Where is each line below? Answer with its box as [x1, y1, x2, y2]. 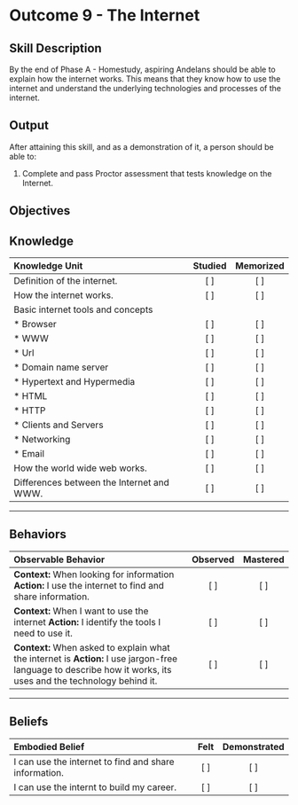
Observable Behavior [13, 553, 105, 566]
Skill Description [9, 41, 102, 56]
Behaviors [9, 527, 67, 542]
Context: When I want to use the [13, 605, 149, 617]
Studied [192, 260, 227, 272]
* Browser [13, 318, 58, 331]
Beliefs [9, 715, 49, 730]
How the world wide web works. [13, 462, 148, 474]
